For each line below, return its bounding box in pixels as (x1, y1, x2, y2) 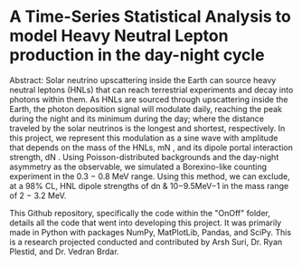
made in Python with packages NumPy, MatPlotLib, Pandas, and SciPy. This (9, 226, 292, 237)
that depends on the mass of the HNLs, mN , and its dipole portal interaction (9, 142, 294, 153)
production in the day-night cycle (9, 45, 265, 65)
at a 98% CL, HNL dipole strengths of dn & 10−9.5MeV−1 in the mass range (9, 180, 289, 191)
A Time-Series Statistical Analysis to (9, 6, 291, 27)
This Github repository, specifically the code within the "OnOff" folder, (9, 207, 271, 218)
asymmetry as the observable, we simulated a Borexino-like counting (9, 161, 267, 172)
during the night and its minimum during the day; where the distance (9, 113, 265, 124)
